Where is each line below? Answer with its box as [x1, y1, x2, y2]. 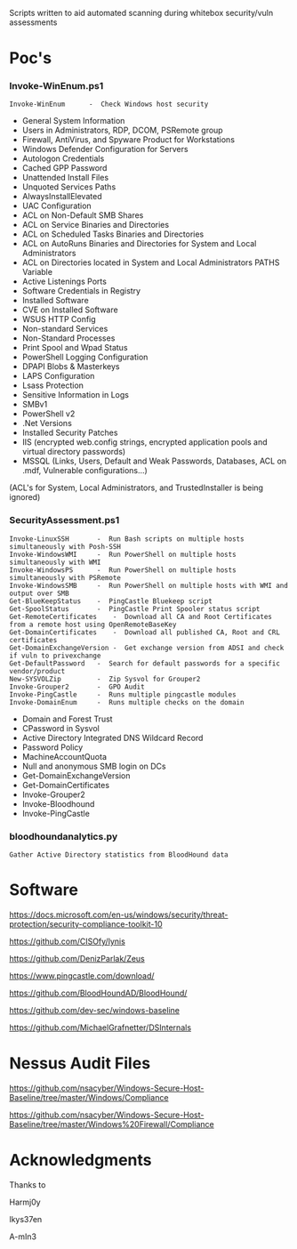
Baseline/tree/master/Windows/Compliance [9, 1092, 169, 1102]
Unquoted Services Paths [21, 181, 116, 192]
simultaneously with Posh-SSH [9, 542, 122, 551]
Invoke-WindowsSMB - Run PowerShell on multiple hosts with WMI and [9, 581, 289, 590]
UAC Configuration [21, 200, 92, 212]
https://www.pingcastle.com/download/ [9, 971, 155, 981]
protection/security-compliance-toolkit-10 [9, 919, 163, 930]
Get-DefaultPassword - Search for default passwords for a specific [9, 658, 280, 668]
